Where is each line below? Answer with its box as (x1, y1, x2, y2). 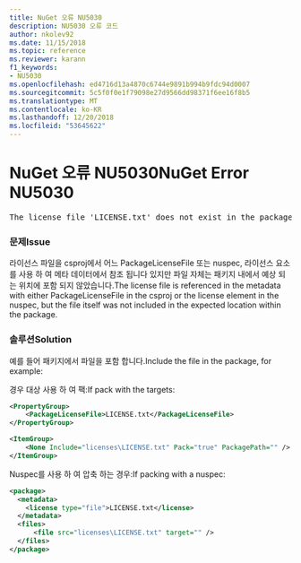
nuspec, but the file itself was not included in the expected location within (9, 299, 281, 310)
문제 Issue (9, 235, 51, 247)
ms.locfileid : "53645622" (9, 122, 106, 131)
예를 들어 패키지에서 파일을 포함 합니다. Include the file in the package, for (9, 355, 271, 366)
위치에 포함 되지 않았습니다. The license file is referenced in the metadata (18, 280, 281, 291)
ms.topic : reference (9, 47, 87, 56)
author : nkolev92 (9, 30, 74, 39)
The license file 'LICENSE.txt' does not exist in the (9, 212, 255, 222)
